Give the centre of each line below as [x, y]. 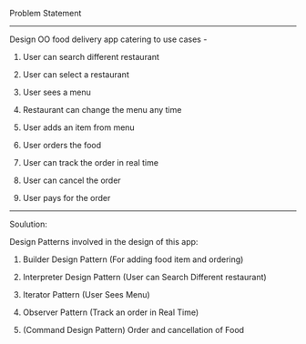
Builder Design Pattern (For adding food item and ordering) [133, 259]
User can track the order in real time [91, 162]
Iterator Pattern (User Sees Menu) [86, 294]
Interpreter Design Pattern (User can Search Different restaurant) [144, 277]
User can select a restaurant [76, 75]
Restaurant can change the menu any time [102, 110]
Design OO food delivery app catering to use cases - [108, 39]
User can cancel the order [71, 180]
